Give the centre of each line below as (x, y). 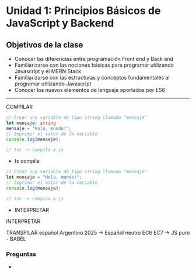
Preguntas (21, 254)
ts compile (27, 161)
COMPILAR (20, 107)
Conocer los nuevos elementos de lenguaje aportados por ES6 (90, 90)
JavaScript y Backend (60, 23)
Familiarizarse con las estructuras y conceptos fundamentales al (92, 78)
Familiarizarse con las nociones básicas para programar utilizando (94, 65)
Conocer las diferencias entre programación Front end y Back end (94, 59)
